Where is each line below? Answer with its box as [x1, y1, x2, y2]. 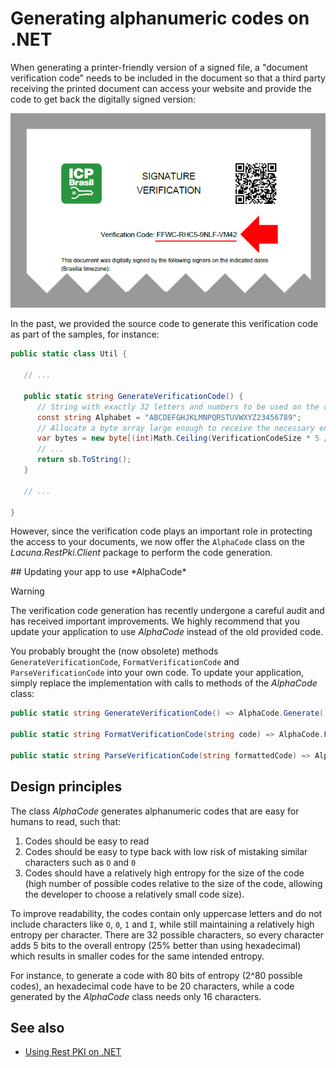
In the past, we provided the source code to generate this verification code [10, 318, 319, 330]
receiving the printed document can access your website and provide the [10, 82, 312, 94]
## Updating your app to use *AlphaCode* [10, 566, 187, 578]
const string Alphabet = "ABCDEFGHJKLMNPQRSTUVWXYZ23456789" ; [36, 412, 302, 422]
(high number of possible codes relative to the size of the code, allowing [24, 877, 323, 889]
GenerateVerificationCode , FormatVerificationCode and [10, 656, 240, 668]
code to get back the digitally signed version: [10, 93, 197, 105]
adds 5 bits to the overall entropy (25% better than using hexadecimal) [10, 939, 302, 951]
